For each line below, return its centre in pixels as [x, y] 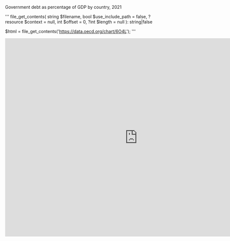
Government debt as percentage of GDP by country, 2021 [63, 7]
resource [14, 22]
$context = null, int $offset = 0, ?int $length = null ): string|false [88, 22]
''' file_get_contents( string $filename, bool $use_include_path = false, [76, 16]
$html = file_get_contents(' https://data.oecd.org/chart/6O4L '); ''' [71, 31]
